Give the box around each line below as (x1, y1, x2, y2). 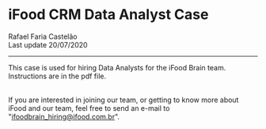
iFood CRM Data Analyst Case (8, 6, 209, 24)
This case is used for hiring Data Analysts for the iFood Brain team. (8, 63, 226, 72)
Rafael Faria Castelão (8, 32, 78, 41)
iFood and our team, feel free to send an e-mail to (8, 103, 170, 112)
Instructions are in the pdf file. (8, 71, 107, 81)
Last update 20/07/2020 (8, 40, 89, 49)
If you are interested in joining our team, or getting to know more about (8, 95, 239, 104)
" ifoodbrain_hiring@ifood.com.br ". (8, 112, 120, 121)
